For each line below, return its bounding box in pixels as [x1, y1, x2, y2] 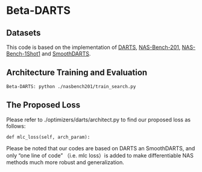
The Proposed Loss [6, 100, 80, 110]
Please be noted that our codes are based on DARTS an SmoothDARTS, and [6, 144, 195, 151]
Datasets [6, 28, 41, 38]
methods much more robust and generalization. [6, 158, 125, 166]
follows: [6, 122, 26, 130]
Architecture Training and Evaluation [6, 68, 148, 78]
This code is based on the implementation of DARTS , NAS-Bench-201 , [6, 43, 181, 51]
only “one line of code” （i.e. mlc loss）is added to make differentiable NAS [6, 151, 194, 159]
